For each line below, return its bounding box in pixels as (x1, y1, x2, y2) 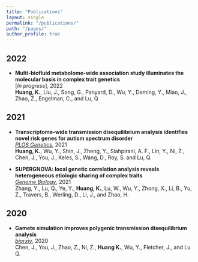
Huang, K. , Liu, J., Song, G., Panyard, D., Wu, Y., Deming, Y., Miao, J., (14, 88, 187, 96)
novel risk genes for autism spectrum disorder (14, 135, 133, 142)
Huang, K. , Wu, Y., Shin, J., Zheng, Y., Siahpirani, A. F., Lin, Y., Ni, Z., (14, 147, 185, 154)
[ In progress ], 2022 (14, 82, 63, 89)
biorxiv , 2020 (14, 237, 49, 244)
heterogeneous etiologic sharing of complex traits (14, 172, 143, 179)
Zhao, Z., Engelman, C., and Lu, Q (14, 94, 98, 102)
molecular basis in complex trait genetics (14, 76, 120, 83)
